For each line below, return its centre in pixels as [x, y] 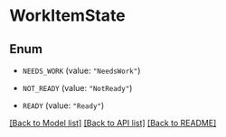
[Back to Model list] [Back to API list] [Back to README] [113, 123]
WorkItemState [68, 16]
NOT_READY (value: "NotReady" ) [77, 88]
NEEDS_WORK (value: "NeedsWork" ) [81, 70]
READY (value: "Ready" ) [63, 105]
